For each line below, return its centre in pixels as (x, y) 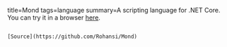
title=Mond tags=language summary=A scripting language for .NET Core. (114, 10)
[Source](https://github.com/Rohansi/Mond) (72, 36)
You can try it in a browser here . (54, 18)
